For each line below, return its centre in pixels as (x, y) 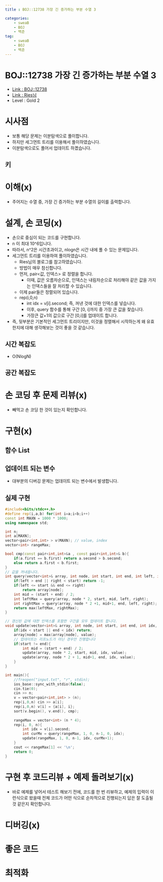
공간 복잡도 (21, 372)
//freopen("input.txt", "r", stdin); (52, 680)
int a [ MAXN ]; (18, 536)
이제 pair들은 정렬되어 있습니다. (49, 292)
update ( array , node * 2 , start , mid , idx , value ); (75, 653)
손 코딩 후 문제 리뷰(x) (46, 395)
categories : (17, 18)
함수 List (17, 450)
